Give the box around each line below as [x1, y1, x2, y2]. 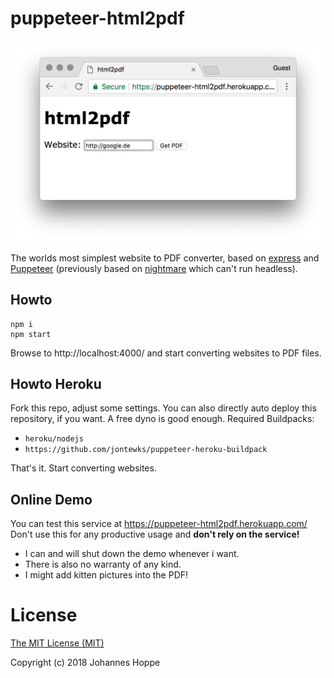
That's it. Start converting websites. [10, 462, 157, 474]
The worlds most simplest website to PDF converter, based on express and [10, 252, 320, 264]
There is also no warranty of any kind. [24, 558, 182, 571]
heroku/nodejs [24, 434, 84, 444]
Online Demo [10, 491, 93, 508]
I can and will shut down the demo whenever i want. [24, 548, 240, 560]
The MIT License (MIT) [10, 637, 105, 649]
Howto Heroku [10, 376, 102, 393]
